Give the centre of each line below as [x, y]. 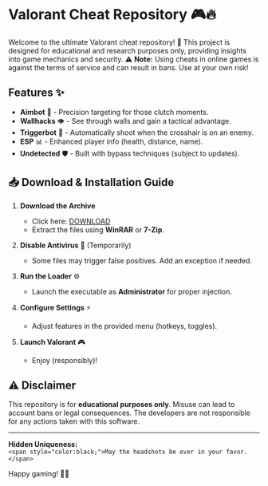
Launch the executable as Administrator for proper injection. [132, 291]
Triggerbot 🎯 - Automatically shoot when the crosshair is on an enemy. [136, 132]
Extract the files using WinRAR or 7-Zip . [98, 229]
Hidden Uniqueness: [43, 445]
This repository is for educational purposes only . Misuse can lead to [122, 405]
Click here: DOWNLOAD [71, 221]
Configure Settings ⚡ [55, 307]
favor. [237, 452]
